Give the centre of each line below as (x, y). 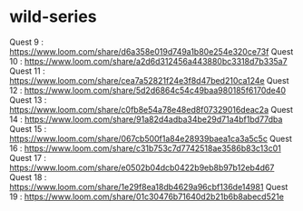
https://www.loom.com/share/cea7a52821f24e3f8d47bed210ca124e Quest (149, 80)
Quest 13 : (28, 100)
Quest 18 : (28, 177)
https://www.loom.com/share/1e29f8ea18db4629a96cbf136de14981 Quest (149, 186)
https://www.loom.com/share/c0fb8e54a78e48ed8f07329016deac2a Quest (151, 109)
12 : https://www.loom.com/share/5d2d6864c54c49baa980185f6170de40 (148, 90)
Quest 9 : (26, 42)
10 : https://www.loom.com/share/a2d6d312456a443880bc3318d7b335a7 (148, 61)
